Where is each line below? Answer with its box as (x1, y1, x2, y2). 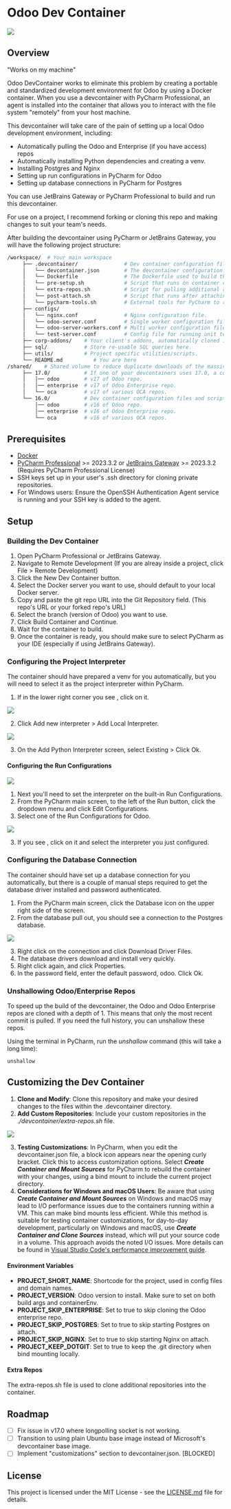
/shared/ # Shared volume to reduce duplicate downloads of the (7, 363, 205, 370)
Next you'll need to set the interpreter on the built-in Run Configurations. (16, 790, 223, 798)
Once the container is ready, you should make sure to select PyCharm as (16, 633, 224, 640)
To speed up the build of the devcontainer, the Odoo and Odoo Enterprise (7, 1002, 216, 1010)
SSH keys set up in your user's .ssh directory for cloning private (16, 473, 198, 482)
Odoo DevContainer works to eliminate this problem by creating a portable (7, 79, 218, 87)
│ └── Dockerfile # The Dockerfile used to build (22, 274, 217, 280)
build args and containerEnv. (16, 1299, 98, 1307)
